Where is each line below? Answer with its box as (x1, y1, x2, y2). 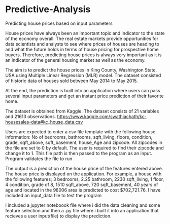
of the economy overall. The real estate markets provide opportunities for (5, 35, 159, 42)
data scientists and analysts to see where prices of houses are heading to (5, 41, 160, 47)
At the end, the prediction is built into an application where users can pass (5, 87, 161, 93)
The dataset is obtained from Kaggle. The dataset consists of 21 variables (5, 108, 159, 114)
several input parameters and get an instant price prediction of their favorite (5, 93, 164, 99)
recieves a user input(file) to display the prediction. (5, 213, 112, 219)
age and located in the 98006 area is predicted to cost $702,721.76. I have (5, 186, 161, 193)
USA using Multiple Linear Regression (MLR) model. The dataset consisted (5, 72, 161, 78)
